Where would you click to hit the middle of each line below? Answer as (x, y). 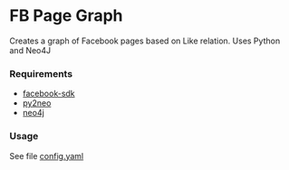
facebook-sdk (48, 94)
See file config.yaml (47, 156)
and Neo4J (30, 50)
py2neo (37, 103)
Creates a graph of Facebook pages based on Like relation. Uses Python (145, 41)
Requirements (41, 73)
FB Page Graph (67, 16)
